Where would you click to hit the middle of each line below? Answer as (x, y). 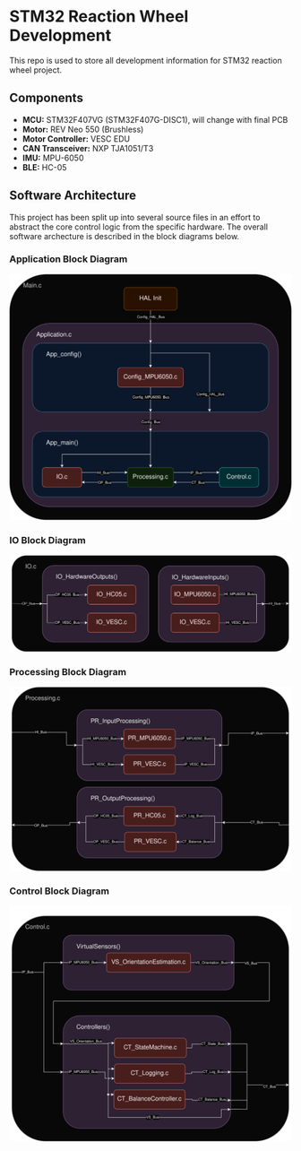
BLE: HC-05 (44, 167)
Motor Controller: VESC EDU (76, 138)
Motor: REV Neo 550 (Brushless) (83, 129)
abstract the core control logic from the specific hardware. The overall (139, 227)
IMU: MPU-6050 (53, 158)
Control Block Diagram (60, 891)
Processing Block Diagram (68, 672)
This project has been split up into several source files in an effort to (135, 217)
